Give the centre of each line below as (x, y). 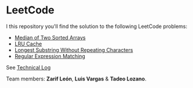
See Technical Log (28, 67)
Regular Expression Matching (50, 56)
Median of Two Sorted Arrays (50, 37)
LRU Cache (28, 44)
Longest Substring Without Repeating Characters (74, 50)
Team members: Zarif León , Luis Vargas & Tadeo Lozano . (76, 79)
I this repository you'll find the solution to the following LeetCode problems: (97, 26)
